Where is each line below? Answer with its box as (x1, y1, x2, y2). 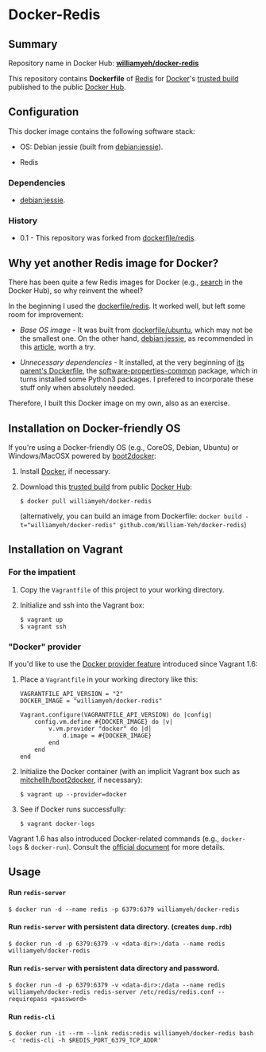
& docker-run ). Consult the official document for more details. (24, 843, 226, 852)
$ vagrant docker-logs (19, 820, 95, 828)
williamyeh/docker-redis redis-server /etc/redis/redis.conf (8, 988, 215, 996)
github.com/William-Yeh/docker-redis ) (119, 520, 247, 530)
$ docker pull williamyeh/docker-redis (19, 498, 152, 506)
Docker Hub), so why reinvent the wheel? (8, 286, 144, 295)
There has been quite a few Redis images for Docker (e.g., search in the (8, 277, 244, 287)
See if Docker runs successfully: (19, 804, 126, 814)
